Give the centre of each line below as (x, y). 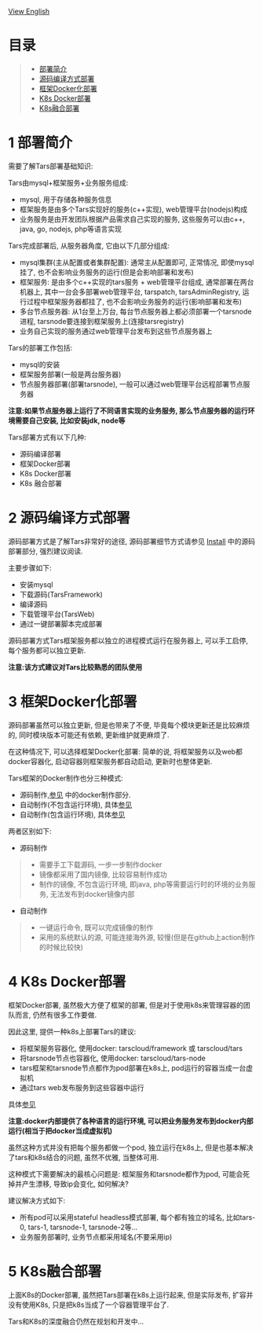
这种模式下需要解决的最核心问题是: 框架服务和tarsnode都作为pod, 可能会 (126, 1173)
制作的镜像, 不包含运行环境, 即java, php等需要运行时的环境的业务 (144, 884)
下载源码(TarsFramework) (61, 594)
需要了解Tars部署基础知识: (51, 166)
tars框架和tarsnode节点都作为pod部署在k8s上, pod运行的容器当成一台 (133, 1067)
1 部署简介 (40, 143)
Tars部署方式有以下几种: (47, 437)
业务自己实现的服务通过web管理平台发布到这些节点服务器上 (116, 331)
